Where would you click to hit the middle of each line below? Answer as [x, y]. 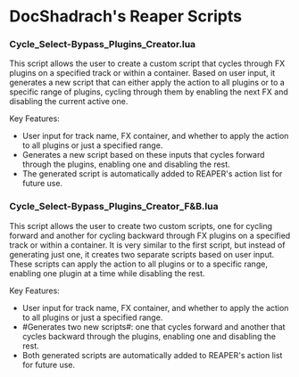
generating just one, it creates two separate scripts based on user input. [142, 254]
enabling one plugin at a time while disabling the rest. [107, 273]
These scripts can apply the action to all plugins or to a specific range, [138, 264]
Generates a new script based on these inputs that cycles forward [143, 155]
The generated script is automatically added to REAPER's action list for [152, 174]
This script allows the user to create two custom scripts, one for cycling [141, 225]
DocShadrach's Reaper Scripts [126, 16]
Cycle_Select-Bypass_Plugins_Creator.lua [103, 45]
